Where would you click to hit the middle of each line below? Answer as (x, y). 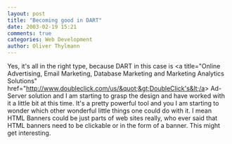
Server (17, 96)
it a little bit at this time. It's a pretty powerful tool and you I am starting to (113, 103)
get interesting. (29, 133)
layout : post (26, 14)
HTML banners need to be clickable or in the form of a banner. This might (114, 125)
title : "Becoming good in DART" (54, 20)
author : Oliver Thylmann (44, 46)
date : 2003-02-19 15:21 (42, 27)
